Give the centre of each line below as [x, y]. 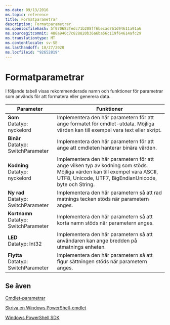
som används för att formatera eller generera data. [58, 97]
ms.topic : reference [27, 15]
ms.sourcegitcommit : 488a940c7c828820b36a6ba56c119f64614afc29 [73, 33]
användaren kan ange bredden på [97, 241]
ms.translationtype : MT [30, 38]
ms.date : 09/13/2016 [27, 10]
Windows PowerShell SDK [32, 318]
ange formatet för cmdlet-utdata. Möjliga [106, 124]
